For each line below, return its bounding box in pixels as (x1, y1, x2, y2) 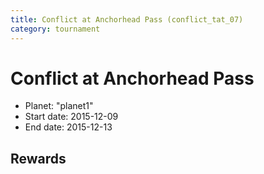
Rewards (10, 150, 67, 167)
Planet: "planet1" (24, 100, 94, 112)
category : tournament (10, 24, 101, 34)
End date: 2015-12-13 (24, 121, 113, 133)
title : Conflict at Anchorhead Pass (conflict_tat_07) (10, 14, 244, 25)
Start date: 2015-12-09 (24, 111, 119, 123)
